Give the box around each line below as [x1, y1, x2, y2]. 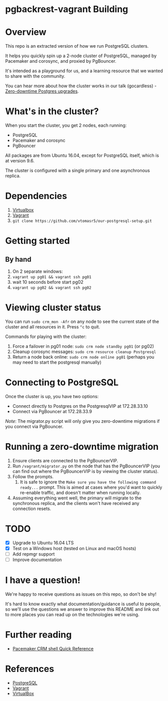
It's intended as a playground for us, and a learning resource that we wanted [5, 68, 163, 74]
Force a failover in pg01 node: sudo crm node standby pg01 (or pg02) [12, 343, 154, 349]
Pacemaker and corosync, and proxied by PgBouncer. [5, 58, 117, 64]
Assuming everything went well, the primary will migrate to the [12, 495, 142, 501]
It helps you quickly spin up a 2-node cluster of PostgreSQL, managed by [5, 53, 157, 59]
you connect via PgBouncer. [5, 423, 64, 429]
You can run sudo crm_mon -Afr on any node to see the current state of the [5, 318, 159, 324]
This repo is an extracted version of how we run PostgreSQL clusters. [5, 43, 149, 49]
